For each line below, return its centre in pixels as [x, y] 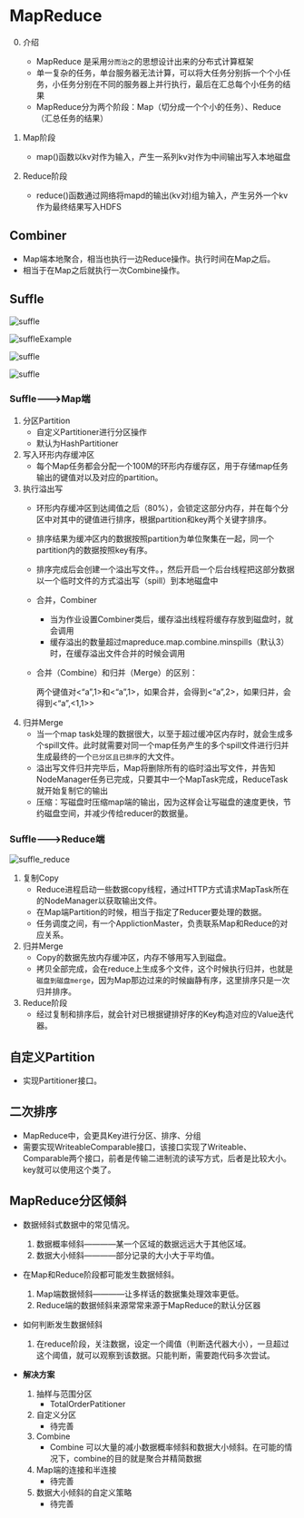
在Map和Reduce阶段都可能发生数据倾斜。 [101, 1274]
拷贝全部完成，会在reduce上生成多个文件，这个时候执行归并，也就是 [164, 969]
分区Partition [46, 420]
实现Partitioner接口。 [62, 1080]
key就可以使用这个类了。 [69, 1169]
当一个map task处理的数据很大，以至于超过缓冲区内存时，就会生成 [161, 734]
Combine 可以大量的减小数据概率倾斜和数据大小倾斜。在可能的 [167, 1447]
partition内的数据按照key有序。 [94, 549]
